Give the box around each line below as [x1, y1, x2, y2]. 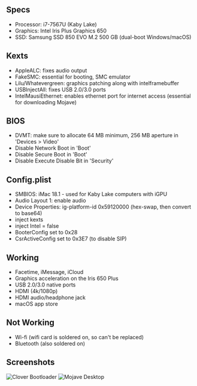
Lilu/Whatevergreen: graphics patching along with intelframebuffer [14, 79, 180, 86]
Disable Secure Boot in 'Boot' [14, 151, 88, 158]
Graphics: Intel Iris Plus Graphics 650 [14, 27, 107, 34]
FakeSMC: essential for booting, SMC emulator [14, 73, 131, 80]
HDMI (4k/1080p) [14, 288, 58, 295]
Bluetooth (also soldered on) [14, 340, 86, 347]
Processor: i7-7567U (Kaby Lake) [14, 20, 97, 28]
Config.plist [6, 174, 52, 185]
